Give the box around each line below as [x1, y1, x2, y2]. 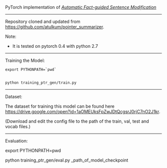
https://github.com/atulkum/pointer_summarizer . [5, 24, 104, 29]
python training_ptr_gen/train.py [5, 80, 77, 85]
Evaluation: [5, 138, 28, 144]
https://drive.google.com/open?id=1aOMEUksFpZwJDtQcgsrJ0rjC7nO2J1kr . [5, 109, 161, 114]
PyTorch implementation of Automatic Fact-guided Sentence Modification [5, 4, 157, 10]
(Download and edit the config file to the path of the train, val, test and [5, 118, 149, 124]
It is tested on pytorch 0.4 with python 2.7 [12, 43, 98, 49]
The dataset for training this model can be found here [5, 103, 115, 109]
